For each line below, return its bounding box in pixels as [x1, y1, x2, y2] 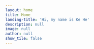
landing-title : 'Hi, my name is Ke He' [5, 17, 90, 22]
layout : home [5, 7, 33, 13]
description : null [5, 21, 44, 27]
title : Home [5, 12, 30, 17]
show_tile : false [5, 36, 42, 41]
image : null [5, 27, 30, 32]
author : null [5, 31, 33, 36]
